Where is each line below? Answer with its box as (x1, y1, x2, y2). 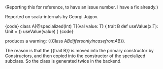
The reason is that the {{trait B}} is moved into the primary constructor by (5, 48, 154, 53)
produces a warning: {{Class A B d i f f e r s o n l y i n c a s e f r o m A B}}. (5, 38, 126, 44)
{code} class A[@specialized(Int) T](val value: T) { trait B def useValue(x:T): (5, 23, 159, 29)
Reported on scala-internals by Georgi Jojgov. (5, 14, 98, 19)
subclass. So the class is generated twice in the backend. (5, 58, 122, 64)
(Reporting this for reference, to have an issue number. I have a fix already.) (5, 4, 159, 10)
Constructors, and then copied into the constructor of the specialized (5, 53, 146, 59)
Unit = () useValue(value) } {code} (5, 29, 74, 34)
